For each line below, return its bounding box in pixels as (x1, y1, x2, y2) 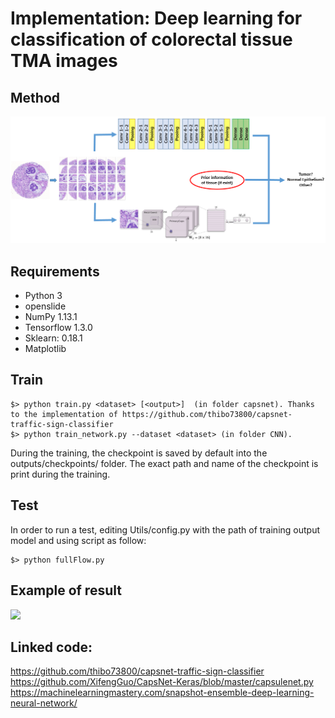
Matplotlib (24, 343, 67, 355)
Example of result (10, 582, 122, 599)
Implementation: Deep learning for (10, 7, 303, 30)
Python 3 (24, 290, 63, 302)
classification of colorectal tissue (10, 28, 293, 51)
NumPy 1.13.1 (24, 311, 78, 323)
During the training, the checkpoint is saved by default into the (10, 447, 268, 459)
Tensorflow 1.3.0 (24, 322, 93, 334)
